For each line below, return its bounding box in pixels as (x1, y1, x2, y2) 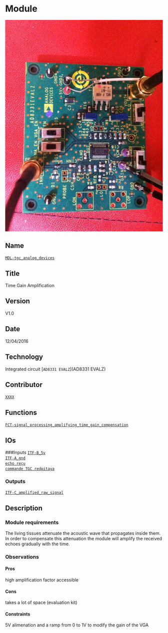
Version (5, 297, 30, 306)
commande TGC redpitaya (5, 466, 55, 471)
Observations (5, 553, 39, 560)
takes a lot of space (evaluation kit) (5, 599, 77, 605)
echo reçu (5, 461, 26, 466)
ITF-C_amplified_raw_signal (5, 490, 64, 495)
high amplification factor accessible (5, 577, 79, 583)
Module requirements (5, 519, 59, 526)
